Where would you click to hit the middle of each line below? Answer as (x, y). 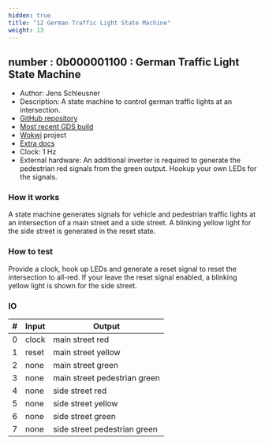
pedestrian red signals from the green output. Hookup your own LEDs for (138, 169)
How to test (31, 251)
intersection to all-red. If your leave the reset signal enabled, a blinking (123, 277)
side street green (84, 417)
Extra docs (37, 143)
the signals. (38, 177)
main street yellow (86, 353)
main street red (81, 339)
